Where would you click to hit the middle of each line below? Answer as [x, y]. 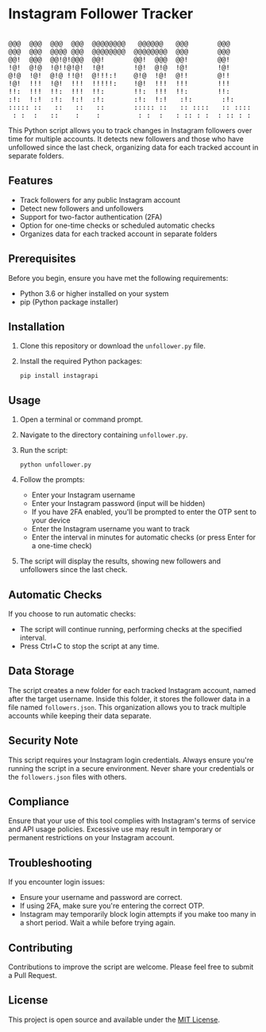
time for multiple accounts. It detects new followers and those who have [126, 138]
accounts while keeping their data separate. [80, 715]
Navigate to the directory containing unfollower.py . [104, 435]
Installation [37, 327]
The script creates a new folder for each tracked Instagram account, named [132, 690]
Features [31, 181]
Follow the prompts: [52, 480]
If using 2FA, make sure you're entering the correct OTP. [112, 906]
